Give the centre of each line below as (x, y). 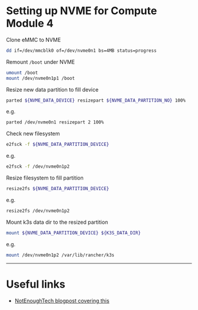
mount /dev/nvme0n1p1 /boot (41, 78)
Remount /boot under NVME (41, 62)
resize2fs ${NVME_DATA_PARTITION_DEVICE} (58, 189)
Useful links (36, 284)
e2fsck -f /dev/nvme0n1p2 (38, 167)
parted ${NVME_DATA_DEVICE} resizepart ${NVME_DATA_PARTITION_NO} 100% (96, 100)
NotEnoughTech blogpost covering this (62, 301)
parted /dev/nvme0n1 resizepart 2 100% (55, 122)
